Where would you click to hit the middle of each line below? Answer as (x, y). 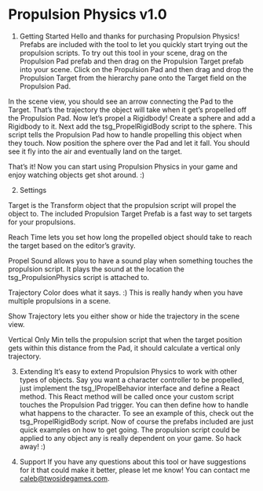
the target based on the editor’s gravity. (72, 245)
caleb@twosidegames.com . (64, 478)
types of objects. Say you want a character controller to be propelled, (132, 380)
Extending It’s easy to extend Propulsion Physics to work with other (128, 371)
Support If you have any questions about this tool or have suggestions (133, 461)
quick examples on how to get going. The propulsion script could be (130, 430)
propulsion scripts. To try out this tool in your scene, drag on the (123, 53)
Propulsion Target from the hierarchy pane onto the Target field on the (133, 78)
